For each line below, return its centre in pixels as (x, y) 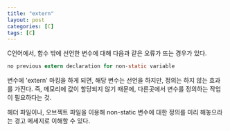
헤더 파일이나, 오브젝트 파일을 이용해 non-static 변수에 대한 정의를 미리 (103, 112)
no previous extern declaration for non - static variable (91, 66)
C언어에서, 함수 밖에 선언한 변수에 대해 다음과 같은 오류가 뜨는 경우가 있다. (107, 53)
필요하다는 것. (33, 98)
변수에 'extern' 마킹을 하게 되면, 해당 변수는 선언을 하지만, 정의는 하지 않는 (107, 81)
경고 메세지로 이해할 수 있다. (52, 121)
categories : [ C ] (30, 26)
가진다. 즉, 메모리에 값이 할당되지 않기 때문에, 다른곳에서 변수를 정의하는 (111, 89)
